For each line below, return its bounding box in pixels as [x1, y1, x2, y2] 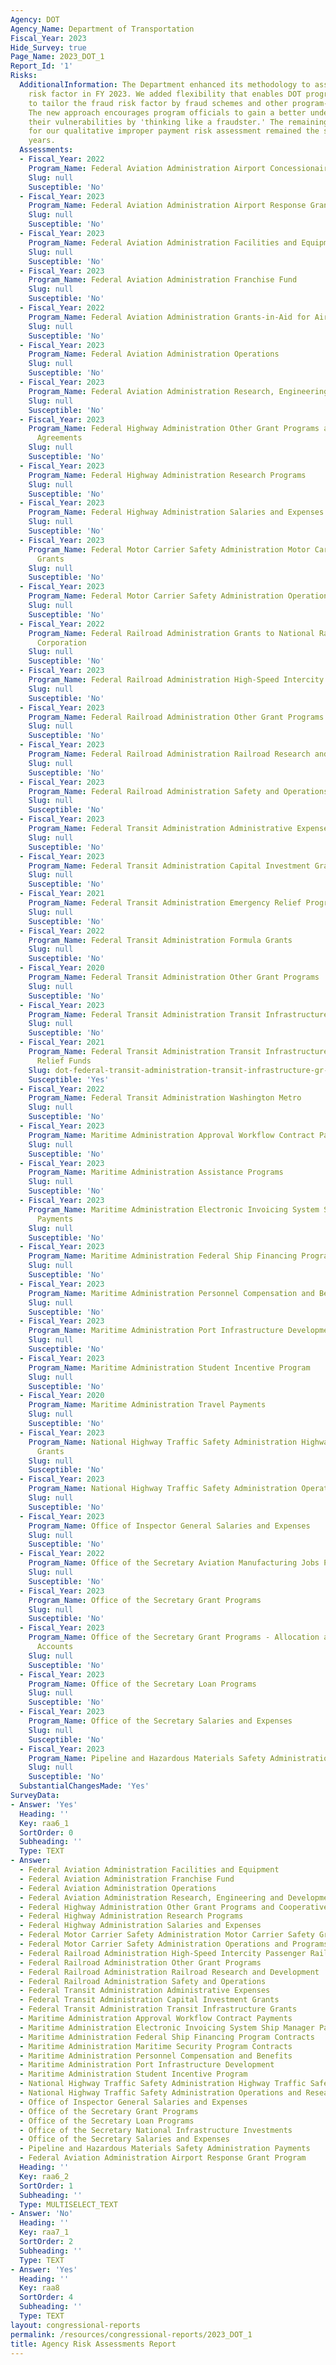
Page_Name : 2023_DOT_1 [10, 52, 105, 62]
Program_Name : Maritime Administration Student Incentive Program [28, 1362, 311, 1373]
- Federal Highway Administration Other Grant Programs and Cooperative [19, 1902, 329, 1912]
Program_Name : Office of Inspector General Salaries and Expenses [28, 1521, 311, 1531]
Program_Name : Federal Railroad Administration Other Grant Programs [28, 712, 325, 722]
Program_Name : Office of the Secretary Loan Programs [28, 1679, 257, 1689]
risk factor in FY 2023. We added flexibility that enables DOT [28, 89, 302, 99]
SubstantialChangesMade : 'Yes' [19, 1781, 150, 1791]
